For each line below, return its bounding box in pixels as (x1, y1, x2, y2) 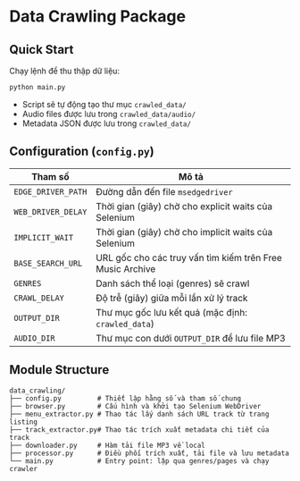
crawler (9, 464, 38, 473)
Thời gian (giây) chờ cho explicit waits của (95, 199, 273, 212)
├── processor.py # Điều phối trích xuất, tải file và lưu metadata (9, 449, 290, 458)
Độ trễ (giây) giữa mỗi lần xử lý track (95, 291, 248, 304)
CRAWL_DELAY (13, 292, 65, 303)
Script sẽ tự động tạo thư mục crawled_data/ (21, 98, 187, 109)
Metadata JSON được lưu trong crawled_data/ (21, 118, 192, 129)
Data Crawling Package (9, 6, 186, 27)
